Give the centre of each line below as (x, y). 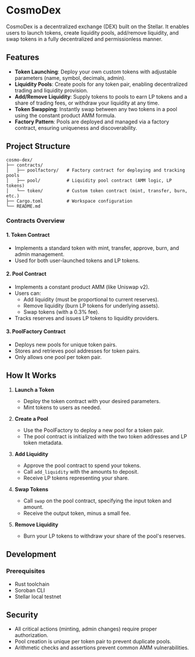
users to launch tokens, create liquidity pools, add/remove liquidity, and (93, 32)
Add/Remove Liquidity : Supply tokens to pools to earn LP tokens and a (101, 96)
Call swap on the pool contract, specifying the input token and (97, 501)
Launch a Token (34, 390)
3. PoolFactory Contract (36, 331)
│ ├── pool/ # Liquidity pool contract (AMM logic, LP (89, 180)
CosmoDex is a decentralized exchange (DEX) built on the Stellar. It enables (97, 26)
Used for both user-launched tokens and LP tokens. (77, 260)
